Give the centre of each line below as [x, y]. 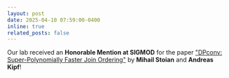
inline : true [26, 26]
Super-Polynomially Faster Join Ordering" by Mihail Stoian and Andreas [110, 60]
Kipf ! [15, 67]
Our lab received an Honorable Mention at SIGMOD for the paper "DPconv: [115, 52]
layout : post [26, 13]
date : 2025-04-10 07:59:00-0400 [54, 20]
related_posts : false [38, 33]
